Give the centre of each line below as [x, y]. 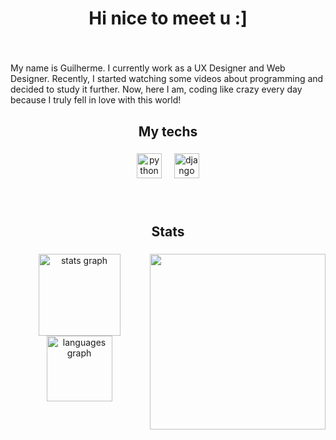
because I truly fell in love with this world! [96, 100]
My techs [168, 131]
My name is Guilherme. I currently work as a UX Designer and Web [148, 68]
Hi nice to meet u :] [168, 18]
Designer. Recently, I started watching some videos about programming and [167, 79]
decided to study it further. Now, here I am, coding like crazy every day [156, 89]
